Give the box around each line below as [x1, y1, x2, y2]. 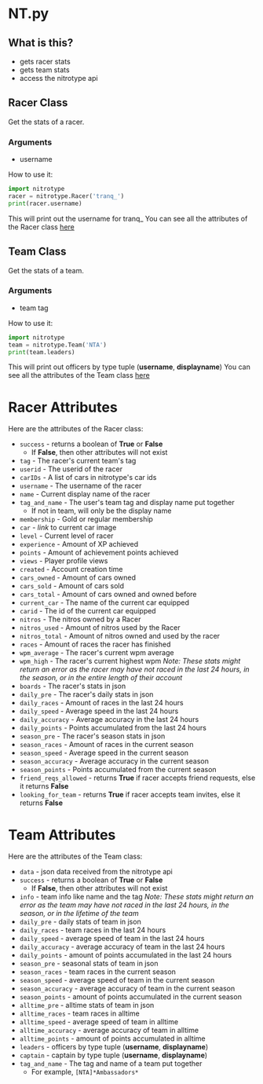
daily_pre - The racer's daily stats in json [19, 690, 154, 699]
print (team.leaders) [8, 348, 76, 356]
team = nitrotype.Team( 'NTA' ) [8, 341, 108, 349]
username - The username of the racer [19, 481, 142, 491]
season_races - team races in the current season [19, 967, 177, 976]
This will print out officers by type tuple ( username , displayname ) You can [8, 362, 251, 372]
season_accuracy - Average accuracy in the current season [19, 756, 210, 766]
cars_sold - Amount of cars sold [19, 581, 124, 591]
